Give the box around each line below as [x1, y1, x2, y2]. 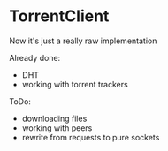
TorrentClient [9, 6, 110, 26]
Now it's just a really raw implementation [9, 35, 157, 46]
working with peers [21, 122, 93, 133]
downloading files [21, 113, 88, 124]
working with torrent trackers [21, 79, 128, 89]
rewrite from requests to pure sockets [21, 132, 160, 142]
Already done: [9, 52, 61, 63]
